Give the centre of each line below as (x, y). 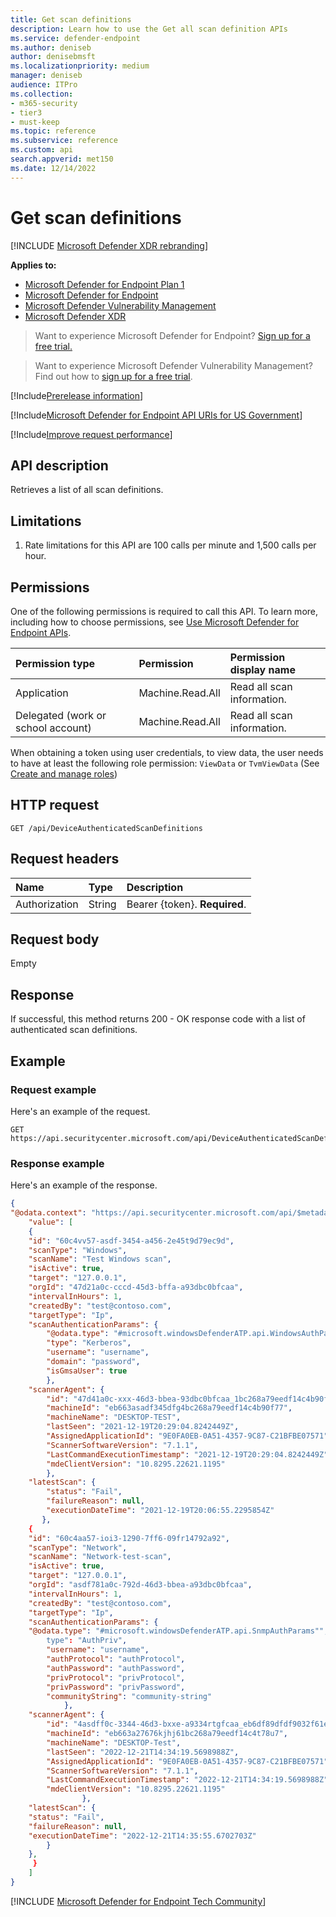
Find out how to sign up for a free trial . (113, 376)
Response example (57, 1163)
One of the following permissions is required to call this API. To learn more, (164, 611)
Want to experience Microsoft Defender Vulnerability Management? (173, 365)
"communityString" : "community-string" (129, 1696)
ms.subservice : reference (64, 141)
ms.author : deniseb (51, 47)
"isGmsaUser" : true (87, 1371)
